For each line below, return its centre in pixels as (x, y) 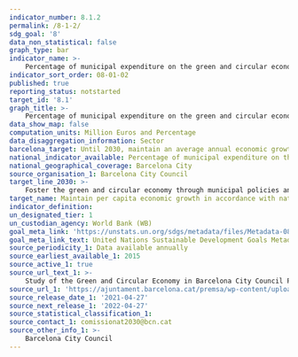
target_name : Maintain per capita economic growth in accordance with (142, 199)
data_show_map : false (49, 125)
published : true (39, 83)
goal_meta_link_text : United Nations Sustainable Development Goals (138, 240)
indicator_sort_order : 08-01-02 (69, 75)
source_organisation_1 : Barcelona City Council (99, 174)
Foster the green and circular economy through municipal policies (152, 190)
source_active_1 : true (51, 265)
